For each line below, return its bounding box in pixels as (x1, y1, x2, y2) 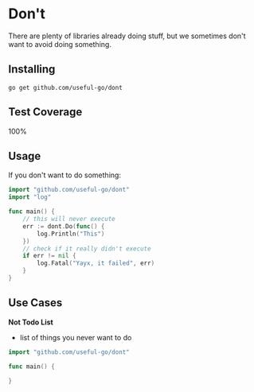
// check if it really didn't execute (22, 244, 151, 253)
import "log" (8, 193, 52, 201)
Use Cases (8, 296, 63, 310)
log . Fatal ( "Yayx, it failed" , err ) (37, 259, 155, 267)
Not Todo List (8, 317, 53, 327)
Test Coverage (8, 105, 83, 119)
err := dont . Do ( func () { (22, 222, 105, 231)
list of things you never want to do (19, 332, 132, 342)
